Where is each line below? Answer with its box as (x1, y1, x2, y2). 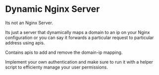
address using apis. (5, 39, 46, 45)
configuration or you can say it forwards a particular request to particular (5, 35, 154, 40)
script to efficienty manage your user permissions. (5, 64, 108, 70)
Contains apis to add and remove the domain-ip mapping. (5, 49, 123, 55)
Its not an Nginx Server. (5, 20, 53, 26)
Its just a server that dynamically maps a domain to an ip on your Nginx (5, 29, 150, 35)
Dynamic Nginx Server (5, 3, 100, 15)
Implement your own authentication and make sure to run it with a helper (5, 59, 154, 65)
